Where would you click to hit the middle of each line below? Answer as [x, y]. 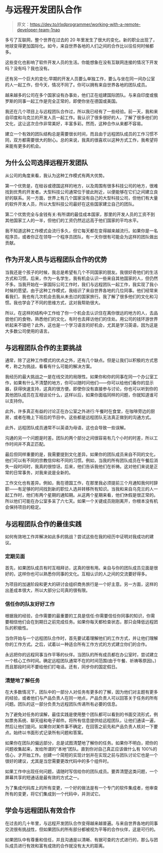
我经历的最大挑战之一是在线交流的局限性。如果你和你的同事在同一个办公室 [79, 377]
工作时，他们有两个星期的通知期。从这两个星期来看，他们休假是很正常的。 [83, 495]
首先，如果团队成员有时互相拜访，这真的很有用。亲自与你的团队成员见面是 [79, 568]
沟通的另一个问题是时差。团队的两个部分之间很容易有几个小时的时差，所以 [79, 438]
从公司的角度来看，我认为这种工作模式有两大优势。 [56, 175]
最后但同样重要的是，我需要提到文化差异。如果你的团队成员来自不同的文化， [81, 454]
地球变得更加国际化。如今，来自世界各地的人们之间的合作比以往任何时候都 [79, 46]
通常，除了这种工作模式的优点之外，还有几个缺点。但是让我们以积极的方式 [79, 360]
